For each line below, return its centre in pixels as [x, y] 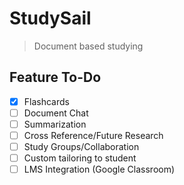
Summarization [55, 124]
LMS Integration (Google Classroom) [99, 169]
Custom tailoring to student [80, 158]
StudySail [50, 18]
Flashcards [46, 101]
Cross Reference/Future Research [93, 135]
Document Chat [56, 113]
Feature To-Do [55, 77]
